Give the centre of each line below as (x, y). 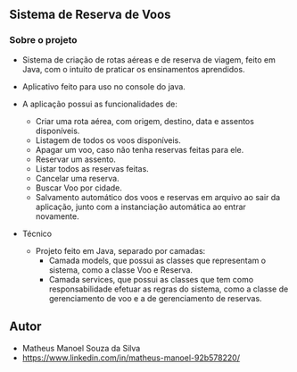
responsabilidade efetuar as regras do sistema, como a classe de (169, 289)
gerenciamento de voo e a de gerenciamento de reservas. (155, 298)
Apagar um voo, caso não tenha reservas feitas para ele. (140, 149)
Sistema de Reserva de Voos (90, 15)
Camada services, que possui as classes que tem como (151, 279)
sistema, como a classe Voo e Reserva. (121, 270)
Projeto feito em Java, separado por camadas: (120, 250)
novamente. (57, 216)
